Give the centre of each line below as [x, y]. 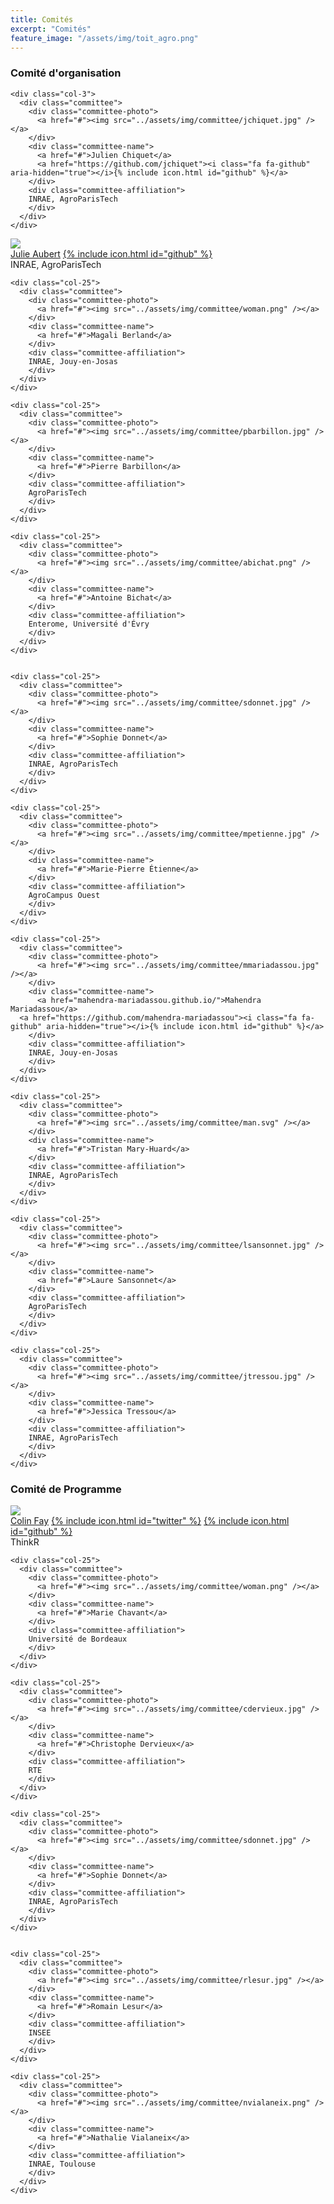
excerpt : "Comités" [51, 29]
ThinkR [25, 1542]
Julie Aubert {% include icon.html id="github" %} [111, 253]
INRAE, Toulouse [62, 2164]
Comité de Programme [66, 1489]
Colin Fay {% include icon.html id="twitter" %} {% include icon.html [150, 1520]
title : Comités [42, 19]
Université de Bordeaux [78, 1639]
